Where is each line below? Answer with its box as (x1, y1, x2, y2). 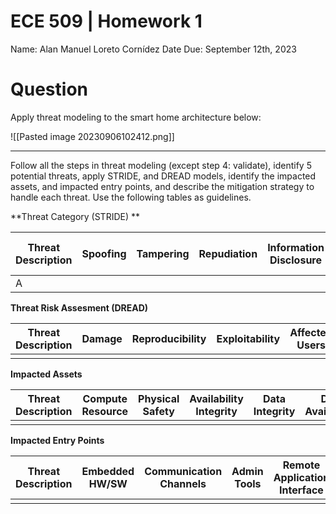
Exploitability (216, 331, 281, 345)
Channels (159, 476, 207, 490)
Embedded (81, 464, 135, 478)
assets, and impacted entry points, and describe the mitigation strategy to (10, 180, 315, 192)
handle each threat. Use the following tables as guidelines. (10, 191, 252, 203)
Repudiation (198, 246, 258, 260)
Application (273, 470, 330, 484)
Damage (81, 331, 123, 345)
